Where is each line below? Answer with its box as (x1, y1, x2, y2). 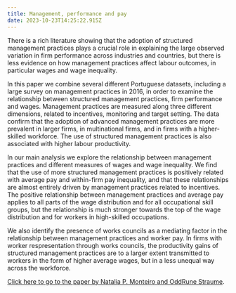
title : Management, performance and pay (7, 10, 128, 18)
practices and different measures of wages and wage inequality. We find (7, 160, 218, 169)
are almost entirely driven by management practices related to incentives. (7, 183, 221, 191)
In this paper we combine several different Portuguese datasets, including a (7, 79, 226, 88)
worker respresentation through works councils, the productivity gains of (7, 241, 219, 249)
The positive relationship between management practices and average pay (7, 190, 224, 199)
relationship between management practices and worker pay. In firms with (7, 233, 223, 242)
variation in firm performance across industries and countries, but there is (7, 51, 221, 60)
